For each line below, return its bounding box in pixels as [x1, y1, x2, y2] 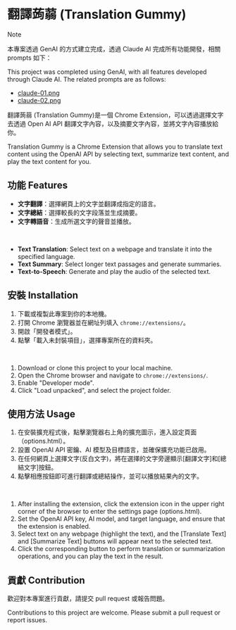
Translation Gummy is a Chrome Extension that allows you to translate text [7, 142, 223, 151]
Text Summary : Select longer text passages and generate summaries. [17, 260, 222, 268]
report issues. [7, 616, 48, 624]
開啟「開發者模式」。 [17, 327, 77, 335]
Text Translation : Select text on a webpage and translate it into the [17, 244, 213, 253]
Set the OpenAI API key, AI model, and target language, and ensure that [17, 515, 225, 523]
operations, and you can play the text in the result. [17, 552, 163, 560]
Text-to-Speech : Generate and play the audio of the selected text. [17, 267, 211, 275]
